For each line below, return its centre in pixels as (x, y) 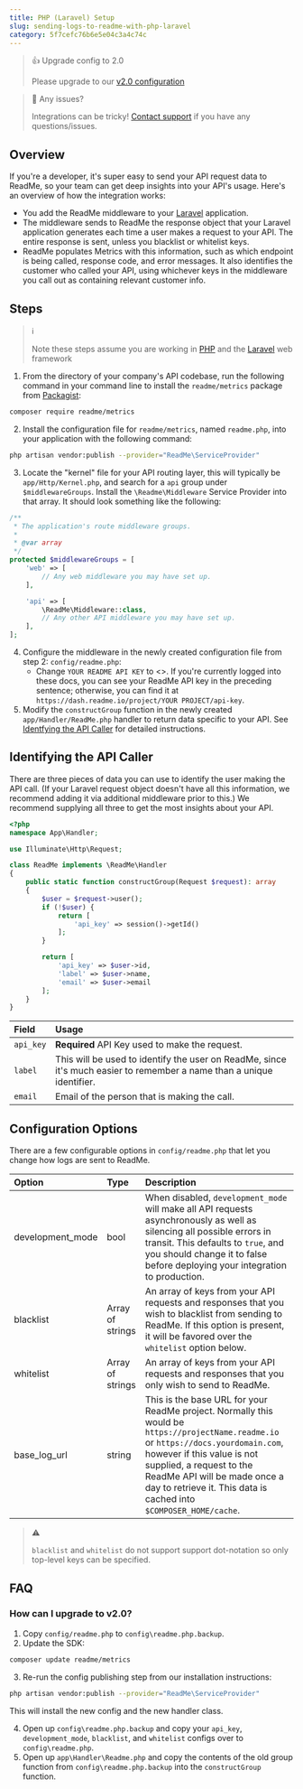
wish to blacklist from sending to (213, 1314)
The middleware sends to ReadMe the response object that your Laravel (156, 223)
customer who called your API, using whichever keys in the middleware (155, 271)
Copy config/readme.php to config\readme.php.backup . (123, 1633)
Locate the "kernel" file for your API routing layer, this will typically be (151, 472)
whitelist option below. (196, 1348)
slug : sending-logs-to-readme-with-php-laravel (101, 26)
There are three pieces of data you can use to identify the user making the (147, 778)
